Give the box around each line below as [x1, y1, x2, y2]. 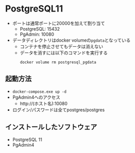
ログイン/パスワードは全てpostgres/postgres [12, 106, 105, 113]
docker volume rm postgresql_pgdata [19, 60, 96, 65]
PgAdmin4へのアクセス [12, 94, 60, 100]
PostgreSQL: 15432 [19, 26, 60, 32]
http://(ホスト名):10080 [19, 100, 67, 106]
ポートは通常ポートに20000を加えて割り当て [12, 20, 105, 26]
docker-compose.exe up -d [12, 89, 66, 94]
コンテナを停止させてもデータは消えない [19, 43, 103, 49]
